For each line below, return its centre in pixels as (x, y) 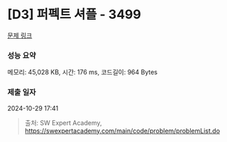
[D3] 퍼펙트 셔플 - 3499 (74, 14)
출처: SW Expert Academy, (63, 123)
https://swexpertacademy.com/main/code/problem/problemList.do (122, 131)
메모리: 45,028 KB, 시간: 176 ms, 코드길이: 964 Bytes (83, 72)
